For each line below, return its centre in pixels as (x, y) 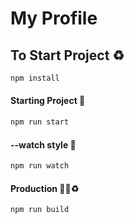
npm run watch (40, 166)
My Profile (54, 18)
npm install (35, 78)
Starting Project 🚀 (48, 101)
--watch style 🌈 (43, 144)
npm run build (40, 210)
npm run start (40, 122)
